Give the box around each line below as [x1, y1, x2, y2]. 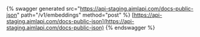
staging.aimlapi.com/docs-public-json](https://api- [6, 18, 135, 24]
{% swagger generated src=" [6, 5, 81, 12]
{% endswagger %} [105, 24, 155, 31]
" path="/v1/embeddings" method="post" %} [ [17, 11, 135, 18]
